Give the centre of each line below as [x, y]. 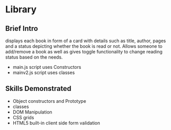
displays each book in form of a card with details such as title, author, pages [86, 41]
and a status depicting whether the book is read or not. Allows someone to [84, 46]
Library [21, 10]
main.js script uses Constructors [47, 67]
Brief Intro [22, 29]
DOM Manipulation [33, 112]
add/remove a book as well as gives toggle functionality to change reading [84, 52]
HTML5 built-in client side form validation [56, 123]
